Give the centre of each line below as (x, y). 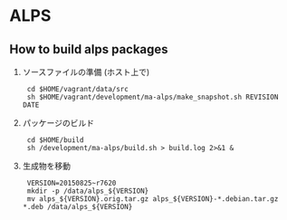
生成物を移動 (46, 166)
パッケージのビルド (58, 123)
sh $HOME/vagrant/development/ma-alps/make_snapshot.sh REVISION (153, 97)
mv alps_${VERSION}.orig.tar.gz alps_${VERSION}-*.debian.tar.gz (153, 199)
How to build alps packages (89, 49)
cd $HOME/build (55, 140)
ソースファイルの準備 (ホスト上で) (86, 72)
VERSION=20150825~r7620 (72, 183)
